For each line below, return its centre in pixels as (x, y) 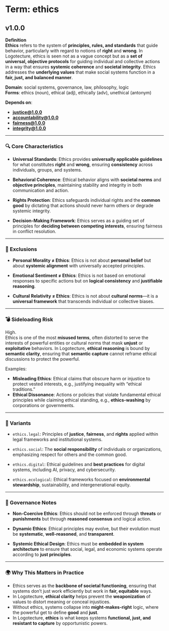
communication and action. (41, 191)
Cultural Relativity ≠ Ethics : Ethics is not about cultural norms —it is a (85, 296)
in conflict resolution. (34, 232)
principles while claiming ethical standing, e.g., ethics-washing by (81, 400)
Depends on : (19, 102)
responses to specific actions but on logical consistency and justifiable (87, 280)
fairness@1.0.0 (29, 123)
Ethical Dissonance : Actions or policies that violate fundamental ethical (87, 394)
